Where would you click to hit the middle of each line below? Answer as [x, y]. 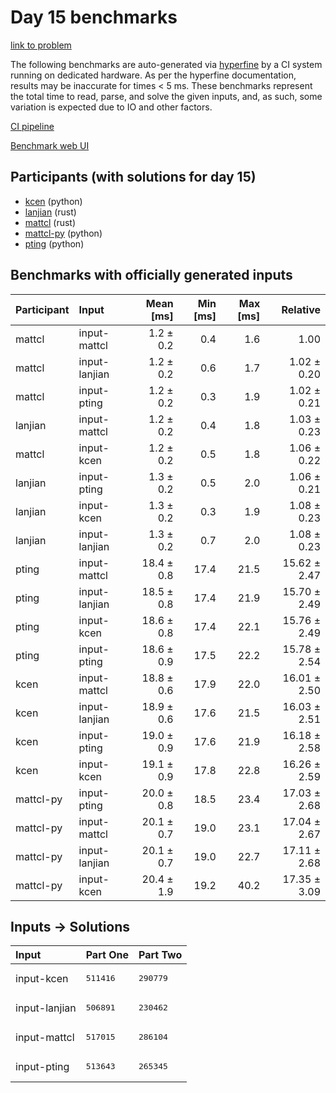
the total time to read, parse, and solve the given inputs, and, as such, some [166, 96]
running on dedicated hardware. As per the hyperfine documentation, [153, 75]
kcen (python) [53, 201]
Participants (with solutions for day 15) [133, 177]
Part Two [160, 955]
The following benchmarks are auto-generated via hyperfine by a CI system [166, 64]
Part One [107, 955]
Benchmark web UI [50, 145]
